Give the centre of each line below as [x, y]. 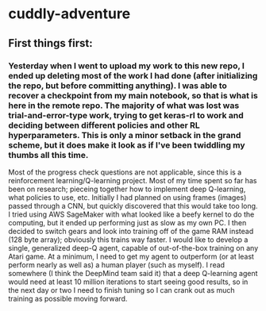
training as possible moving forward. [68, 298]
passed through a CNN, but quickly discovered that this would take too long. [133, 205]
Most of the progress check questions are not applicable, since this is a [125, 172]
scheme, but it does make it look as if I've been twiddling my [127, 145]
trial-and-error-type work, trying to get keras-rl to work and [126, 115]
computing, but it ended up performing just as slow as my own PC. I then [127, 222]
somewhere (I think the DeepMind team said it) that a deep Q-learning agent [133, 273]
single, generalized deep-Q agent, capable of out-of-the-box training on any [133, 248]
